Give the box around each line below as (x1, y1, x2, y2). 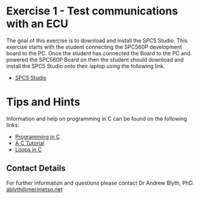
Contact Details (6, 164, 66, 174)
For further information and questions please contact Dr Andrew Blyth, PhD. (6, 179, 195, 186)
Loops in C (14, 145, 42, 153)
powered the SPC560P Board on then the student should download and (6, 56, 184, 63)
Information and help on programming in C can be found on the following (6, 115, 187, 122)
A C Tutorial (14, 139, 45, 147)
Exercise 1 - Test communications (6, 4, 178, 18)
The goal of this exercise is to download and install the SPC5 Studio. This (6, 37, 188, 44)
